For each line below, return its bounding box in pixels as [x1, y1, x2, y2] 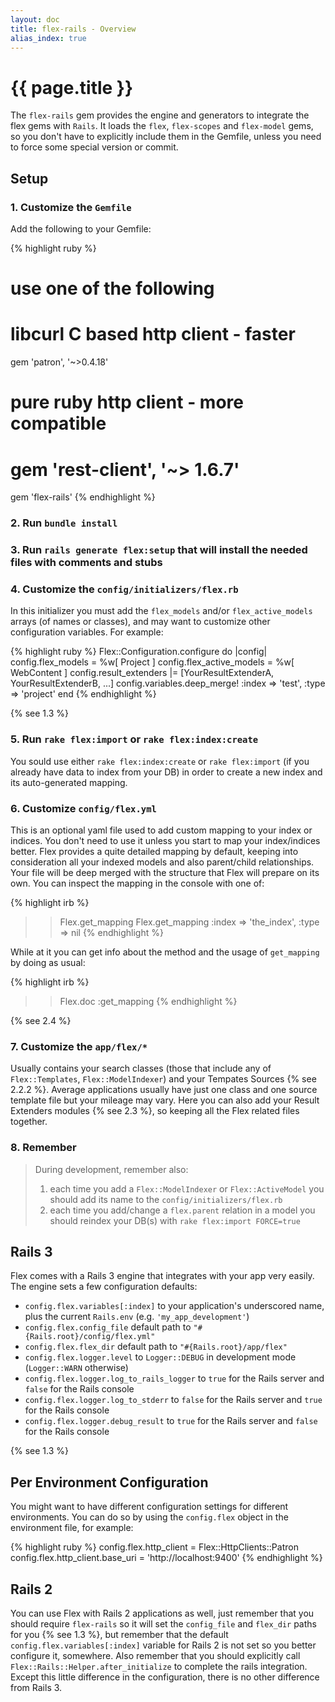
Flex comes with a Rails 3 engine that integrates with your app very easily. [10, 1270, 315, 1282]
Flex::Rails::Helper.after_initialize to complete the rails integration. [10, 1661, 308, 1673]
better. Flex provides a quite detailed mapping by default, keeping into [10, 845, 299, 857]
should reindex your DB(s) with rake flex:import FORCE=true [49, 1214, 301, 1226]
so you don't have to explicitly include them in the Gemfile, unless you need [10, 131, 322, 143]
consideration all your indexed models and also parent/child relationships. [10, 856, 315, 868]
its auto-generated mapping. [10, 776, 128, 788]
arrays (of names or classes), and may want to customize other [10, 616, 271, 628]
